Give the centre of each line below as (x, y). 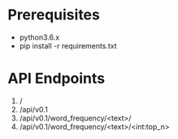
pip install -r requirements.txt (68, 45)
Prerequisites (54, 15)
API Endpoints (56, 79)
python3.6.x (39, 37)
